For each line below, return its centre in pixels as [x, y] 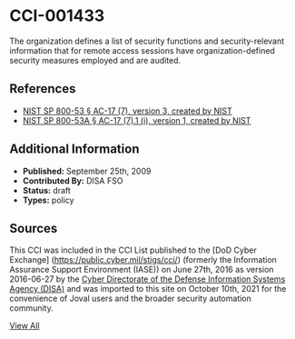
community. [31, 308]
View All [25, 326]
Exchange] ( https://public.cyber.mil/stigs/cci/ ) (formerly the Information [143, 260]
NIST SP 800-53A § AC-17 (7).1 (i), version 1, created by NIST [137, 120]
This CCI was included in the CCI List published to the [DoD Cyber [133, 250]
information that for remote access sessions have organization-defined [142, 50]
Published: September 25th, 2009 [87, 171]
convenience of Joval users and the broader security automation [131, 299]
